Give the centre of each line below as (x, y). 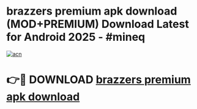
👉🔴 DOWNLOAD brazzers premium (98, 80)
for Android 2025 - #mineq (76, 37)
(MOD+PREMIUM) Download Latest (98, 24)
